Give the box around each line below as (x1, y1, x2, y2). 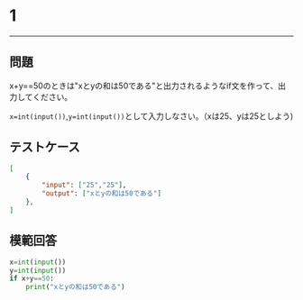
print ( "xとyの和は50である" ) (25, 283, 125, 292)
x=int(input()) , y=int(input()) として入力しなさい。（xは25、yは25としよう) (9, 110, 294, 122)
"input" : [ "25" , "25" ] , (41, 181, 127, 190)
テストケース (9, 140, 80, 155)
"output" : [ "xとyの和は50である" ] (41, 189, 162, 198)
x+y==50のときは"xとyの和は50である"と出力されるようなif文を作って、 (9, 80, 279, 91)
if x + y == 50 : (9, 274, 54, 284)
